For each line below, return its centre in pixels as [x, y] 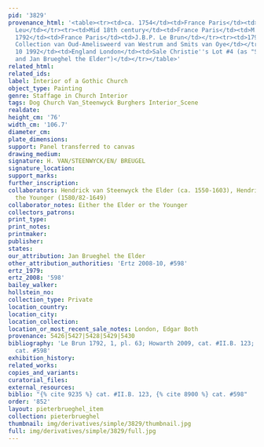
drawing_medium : [35, 154]
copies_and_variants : [44, 372]
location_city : [33, 314]
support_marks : [33, 176]
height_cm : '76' [35, 118]
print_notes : [29, 227]
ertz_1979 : [26, 271]
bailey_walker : [33, 285]
